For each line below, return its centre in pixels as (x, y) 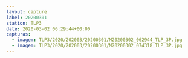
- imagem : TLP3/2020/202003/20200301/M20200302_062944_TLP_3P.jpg (97, 40)
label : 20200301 (27, 18)
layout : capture (27, 12)
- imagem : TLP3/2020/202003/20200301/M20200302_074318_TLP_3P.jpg (97, 46)
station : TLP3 (24, 23)
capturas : (19, 34)
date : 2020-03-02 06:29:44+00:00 (48, 29)
